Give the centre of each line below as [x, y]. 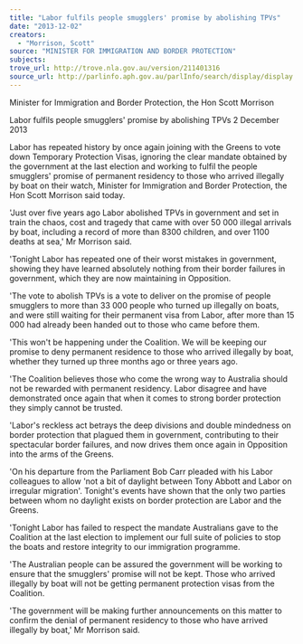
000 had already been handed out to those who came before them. [135, 324]
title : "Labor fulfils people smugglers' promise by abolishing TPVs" [145, 18]
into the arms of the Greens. [62, 454]
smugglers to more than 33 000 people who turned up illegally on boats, [144, 305]
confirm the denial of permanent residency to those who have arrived [139, 620]
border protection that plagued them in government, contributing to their [144, 434]
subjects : [28, 60]
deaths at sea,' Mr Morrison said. [71, 241]
